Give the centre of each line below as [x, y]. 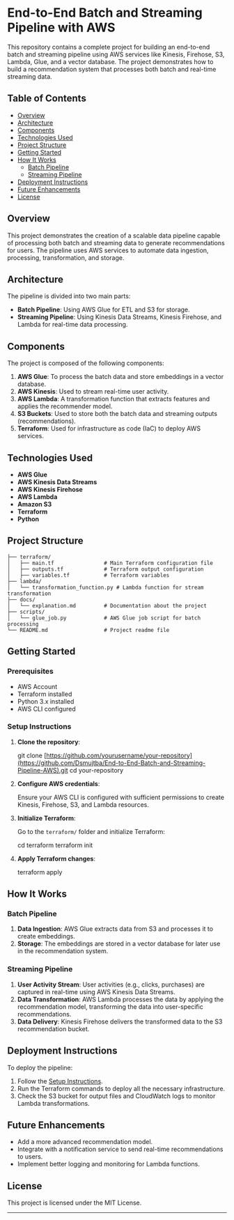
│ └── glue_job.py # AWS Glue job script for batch [104, 618]
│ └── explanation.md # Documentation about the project [107, 605]
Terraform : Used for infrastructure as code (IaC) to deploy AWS [109, 428]
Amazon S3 [34, 504]
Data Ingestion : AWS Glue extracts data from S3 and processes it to [115, 929]
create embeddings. [46, 936]
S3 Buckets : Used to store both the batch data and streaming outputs [117, 414]
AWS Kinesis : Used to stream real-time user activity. [93, 392]
